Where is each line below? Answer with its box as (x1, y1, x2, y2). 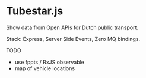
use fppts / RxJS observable (14, 58, 85, 65)
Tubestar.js (6, 4, 64, 18)
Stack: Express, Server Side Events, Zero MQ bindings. (6, 35, 141, 42)
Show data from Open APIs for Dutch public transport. (6, 24, 138, 31)
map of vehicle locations (14, 64, 75, 72)
